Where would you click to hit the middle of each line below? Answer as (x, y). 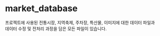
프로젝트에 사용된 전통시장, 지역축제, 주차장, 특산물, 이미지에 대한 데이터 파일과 (80, 22)
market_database (41, 9)
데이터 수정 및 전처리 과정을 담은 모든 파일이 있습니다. (56, 28)
